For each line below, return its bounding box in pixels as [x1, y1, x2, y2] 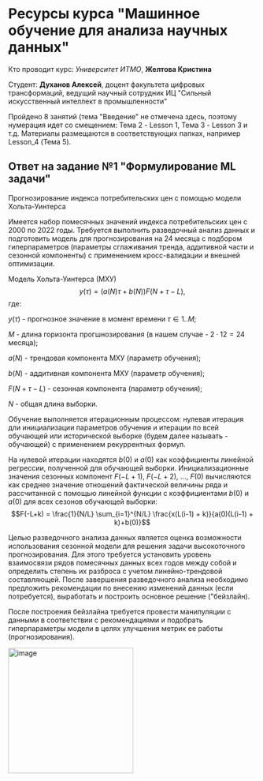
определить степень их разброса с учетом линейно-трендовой [8, 566, 223, 576]
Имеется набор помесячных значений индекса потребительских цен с [8, 216, 248, 226]
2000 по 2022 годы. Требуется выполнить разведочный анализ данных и [8, 225, 256, 235]
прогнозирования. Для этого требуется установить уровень [8, 550, 212, 559]
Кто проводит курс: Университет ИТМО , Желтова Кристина [8, 64, 213, 73]
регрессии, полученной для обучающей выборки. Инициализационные [8, 463, 250, 472]
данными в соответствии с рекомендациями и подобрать [8, 615, 203, 625]
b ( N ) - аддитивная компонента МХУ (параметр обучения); [8, 368, 206, 377]
